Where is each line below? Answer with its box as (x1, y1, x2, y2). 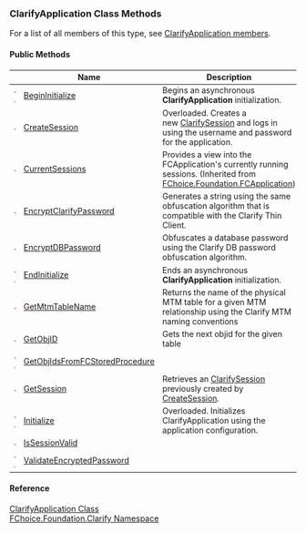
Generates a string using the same (162, 190, 291, 201)
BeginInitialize (23, 89, 76, 100)
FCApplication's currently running (162, 159, 289, 169)
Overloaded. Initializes (162, 405, 246, 416)
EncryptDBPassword (23, 242, 102, 253)
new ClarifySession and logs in (162, 117, 278, 128)
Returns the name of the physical (162, 286, 287, 298)
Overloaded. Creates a (162, 108, 248, 118)
